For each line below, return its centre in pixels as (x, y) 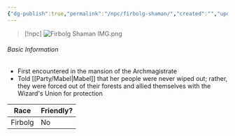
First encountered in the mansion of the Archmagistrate (97, 71)
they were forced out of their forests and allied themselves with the (114, 86)
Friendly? (57, 110)
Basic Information (33, 50)
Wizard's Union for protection (60, 93)
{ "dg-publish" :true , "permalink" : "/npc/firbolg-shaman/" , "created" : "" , (112, 14)
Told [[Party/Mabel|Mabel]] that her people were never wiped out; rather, (122, 78)
